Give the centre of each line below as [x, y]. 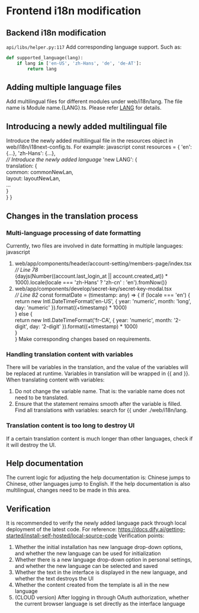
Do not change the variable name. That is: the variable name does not [100, 391]
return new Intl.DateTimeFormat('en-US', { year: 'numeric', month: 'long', [103, 301]
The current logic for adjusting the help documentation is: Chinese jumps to [98, 477]
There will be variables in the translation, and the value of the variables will [97, 367]
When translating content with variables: [55, 380]
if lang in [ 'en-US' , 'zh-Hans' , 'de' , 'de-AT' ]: [79, 63]
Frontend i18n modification [73, 11]
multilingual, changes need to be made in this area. [68, 490]
